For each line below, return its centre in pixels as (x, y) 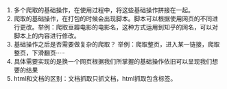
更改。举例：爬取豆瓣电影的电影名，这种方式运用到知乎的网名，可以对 (119, 27)
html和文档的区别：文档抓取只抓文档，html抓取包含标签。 (95, 78)
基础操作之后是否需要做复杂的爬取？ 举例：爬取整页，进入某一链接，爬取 (117, 44)
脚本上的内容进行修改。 (47, 36)
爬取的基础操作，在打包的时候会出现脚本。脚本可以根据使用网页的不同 (113, 18)
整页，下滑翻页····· (39, 53)
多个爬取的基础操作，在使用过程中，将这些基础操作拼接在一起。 (104, 10)
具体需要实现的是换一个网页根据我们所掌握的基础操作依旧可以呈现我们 (113, 61)
